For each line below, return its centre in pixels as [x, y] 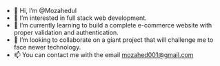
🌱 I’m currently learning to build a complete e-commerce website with [113, 25]
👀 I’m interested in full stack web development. [80, 18]
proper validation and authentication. [66, 32]
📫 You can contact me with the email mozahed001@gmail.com [103, 55]
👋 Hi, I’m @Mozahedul [45, 11]
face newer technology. [47, 47]
